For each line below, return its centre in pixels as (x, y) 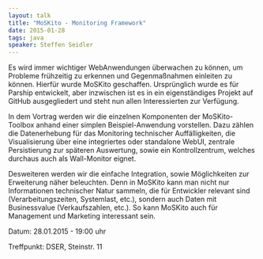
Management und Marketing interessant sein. (82, 216)
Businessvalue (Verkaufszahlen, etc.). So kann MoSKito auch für (113, 208)
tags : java (26, 38)
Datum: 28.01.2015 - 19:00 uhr (57, 231)
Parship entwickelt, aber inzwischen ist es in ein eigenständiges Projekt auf (131, 93)
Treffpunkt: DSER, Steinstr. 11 (55, 247)
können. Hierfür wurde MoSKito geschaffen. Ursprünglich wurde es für (124, 85)
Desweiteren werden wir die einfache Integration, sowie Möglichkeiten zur (129, 174)
